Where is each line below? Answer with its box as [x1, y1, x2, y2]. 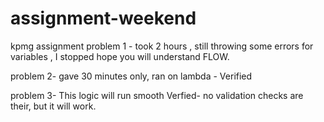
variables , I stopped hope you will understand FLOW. [10, 50, 230, 62]
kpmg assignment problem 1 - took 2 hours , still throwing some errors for [10, 40, 314, 52]
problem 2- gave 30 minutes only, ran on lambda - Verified [10, 70, 253, 82]
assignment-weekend [10, 7, 197, 30]
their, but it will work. [10, 100, 97, 112]
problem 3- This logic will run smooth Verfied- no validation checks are [10, 89, 304, 101]
